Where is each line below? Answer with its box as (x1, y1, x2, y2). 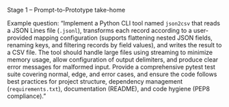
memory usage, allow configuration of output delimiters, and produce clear (7, 56, 219, 64)
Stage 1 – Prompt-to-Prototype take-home (7, 6, 126, 14)
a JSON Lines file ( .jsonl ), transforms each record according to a (7, 27, 193, 34)
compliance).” (7, 92, 46, 100)
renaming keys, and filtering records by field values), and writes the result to (7, 41, 222, 49)
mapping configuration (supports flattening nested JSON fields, (33, 34, 213, 42)
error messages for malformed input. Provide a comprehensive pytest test (7, 63, 215, 71)
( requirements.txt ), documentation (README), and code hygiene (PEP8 (7, 85, 211, 93)
